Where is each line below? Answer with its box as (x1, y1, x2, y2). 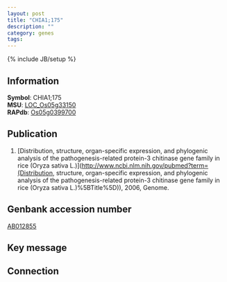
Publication (7, 128, 58, 140)
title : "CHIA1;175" (7, 17, 64, 24)
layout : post (7, 10, 45, 17)
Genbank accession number (7, 204, 132, 215)
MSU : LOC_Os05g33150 (7, 100, 76, 109)
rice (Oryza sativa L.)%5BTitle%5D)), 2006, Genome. (17, 183, 169, 191)
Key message (7, 242, 67, 254)
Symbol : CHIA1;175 (7, 93, 62, 101)
